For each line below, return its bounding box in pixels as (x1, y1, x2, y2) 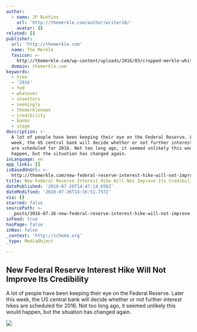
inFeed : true (6, 216, 38, 222)
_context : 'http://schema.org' (6, 233, 83, 239)
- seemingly (11, 101, 41, 108)
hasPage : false (6, 222, 43, 227)
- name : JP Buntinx (11, 14, 59, 20)
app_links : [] (6, 162, 41, 167)
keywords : (6, 69, 30, 75)
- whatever (11, 90, 38, 96)
